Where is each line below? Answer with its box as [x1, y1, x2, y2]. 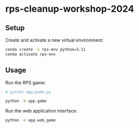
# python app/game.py [5, 89, 52, 95]
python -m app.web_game [5, 118, 56, 123]
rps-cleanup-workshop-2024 [5, 3, 134, 15]
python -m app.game [5, 98, 47, 104]
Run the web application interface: [5, 108, 78, 114]
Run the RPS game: [5, 79, 46, 86]
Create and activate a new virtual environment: [5, 37, 104, 43]
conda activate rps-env [5, 52, 56, 57]
